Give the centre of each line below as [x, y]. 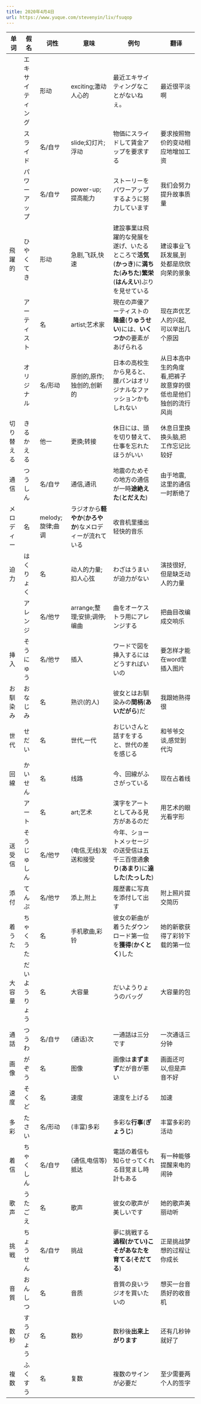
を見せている [131, 291]
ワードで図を [131, 646]
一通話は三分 [131, 1034]
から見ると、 [131, 372]
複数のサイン [131, 1374]
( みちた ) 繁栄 [136, 273]
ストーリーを [131, 180]
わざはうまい [131, 569]
